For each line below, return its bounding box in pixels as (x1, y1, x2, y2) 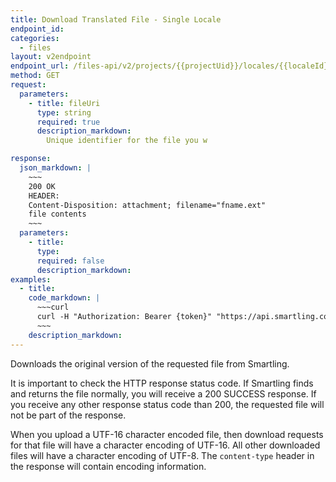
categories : (10, 33, 60, 43)
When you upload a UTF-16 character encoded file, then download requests (10, 428, 324, 440)
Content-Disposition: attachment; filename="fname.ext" (28, 200, 267, 210)
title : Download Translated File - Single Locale (10, 14, 222, 25)
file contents (28, 209, 87, 220)
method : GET (10, 71, 60, 81)
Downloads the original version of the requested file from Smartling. (10, 357, 290, 370)
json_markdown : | (19, 163, 92, 173)
